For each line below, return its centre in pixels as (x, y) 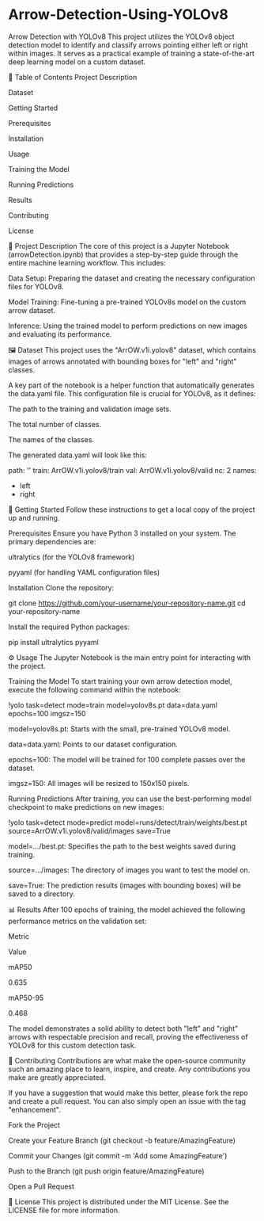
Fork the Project (34, 1125)
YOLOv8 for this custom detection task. (72, 1045)
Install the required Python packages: (69, 627)
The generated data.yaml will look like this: (78, 455)
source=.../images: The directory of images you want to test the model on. (129, 870)
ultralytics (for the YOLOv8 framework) (72, 557)
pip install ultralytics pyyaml (53, 642)
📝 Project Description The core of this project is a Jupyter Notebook (119, 246)
